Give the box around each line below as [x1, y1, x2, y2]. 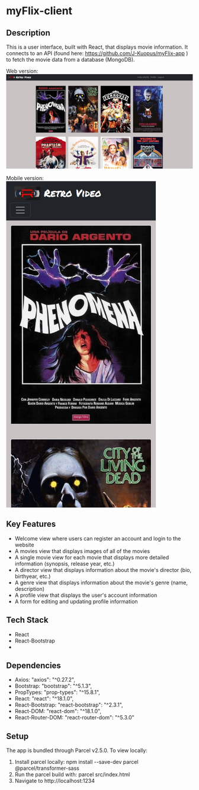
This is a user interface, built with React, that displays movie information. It [6, 43, 188, 50]
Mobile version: [6, 174, 44, 181]
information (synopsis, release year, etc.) [14, 560, 115, 567]
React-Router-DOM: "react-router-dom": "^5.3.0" [14, 714, 134, 721]
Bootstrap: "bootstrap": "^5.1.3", [14, 683, 92, 690]
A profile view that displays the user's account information [14, 591, 158, 599]
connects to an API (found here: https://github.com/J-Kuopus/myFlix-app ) [6, 50, 188, 57]
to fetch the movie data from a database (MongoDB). [6, 56, 135, 63]
